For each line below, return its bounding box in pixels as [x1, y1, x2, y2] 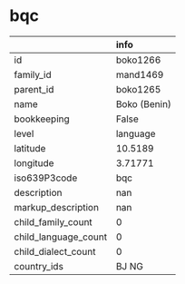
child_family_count [14, 215, 92, 228]
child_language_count [14, 230, 107, 243]
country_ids [14, 260, 63, 272]
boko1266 [115, 54, 161, 66]
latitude [14, 142, 46, 154]
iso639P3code [14, 171, 78, 184]
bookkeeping [14, 113, 70, 125]
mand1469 [115, 68, 164, 81]
